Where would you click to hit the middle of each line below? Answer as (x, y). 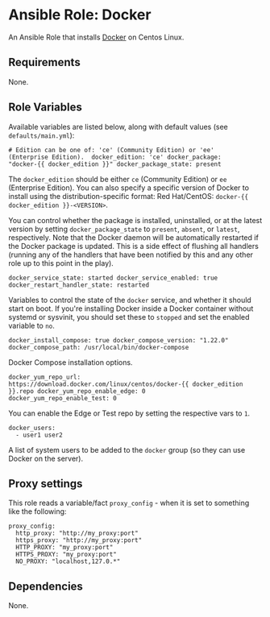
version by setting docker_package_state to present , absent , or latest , (124, 229)
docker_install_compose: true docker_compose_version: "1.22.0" (118, 340)
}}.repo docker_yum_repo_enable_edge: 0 (77, 391)
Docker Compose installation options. (71, 362)
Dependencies (46, 586)
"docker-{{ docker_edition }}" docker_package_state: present (115, 164)
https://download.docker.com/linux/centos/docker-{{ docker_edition (126, 384)
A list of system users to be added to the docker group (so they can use (127, 449)
